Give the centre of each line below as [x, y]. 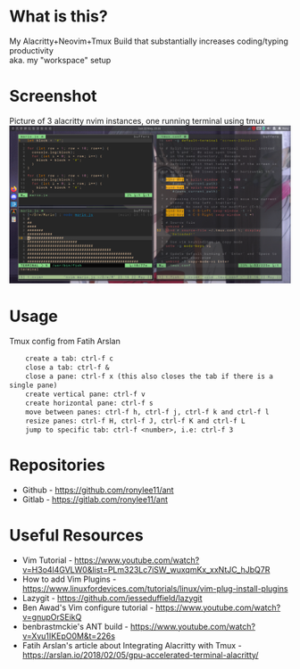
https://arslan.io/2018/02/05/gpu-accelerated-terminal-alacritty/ [140, 655]
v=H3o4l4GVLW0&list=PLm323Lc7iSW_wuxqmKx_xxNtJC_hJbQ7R [146, 569]
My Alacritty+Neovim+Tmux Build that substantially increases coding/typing [149, 41]
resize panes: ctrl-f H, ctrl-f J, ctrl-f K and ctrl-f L [135, 421]
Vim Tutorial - [47, 560]
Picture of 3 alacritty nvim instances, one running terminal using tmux [137, 120]
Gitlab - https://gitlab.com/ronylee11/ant [95, 499]
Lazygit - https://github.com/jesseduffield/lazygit [112, 598]
